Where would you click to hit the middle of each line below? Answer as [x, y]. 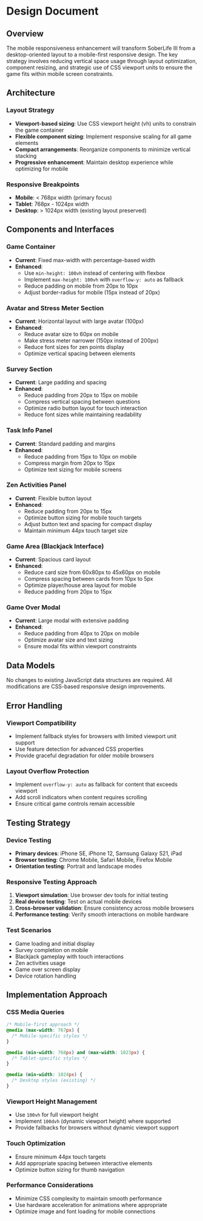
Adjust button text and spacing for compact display [88, 524]
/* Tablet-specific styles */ [50, 1058]
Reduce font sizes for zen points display [74, 347]
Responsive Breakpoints [43, 184]
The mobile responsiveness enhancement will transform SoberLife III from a [101, 48]
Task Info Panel [29, 430]
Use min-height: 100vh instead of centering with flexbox [95, 273]
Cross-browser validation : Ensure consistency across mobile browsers [105, 908]
